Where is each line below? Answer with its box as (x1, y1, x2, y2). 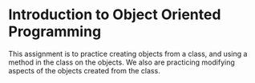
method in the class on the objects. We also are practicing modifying (8, 57, 235, 67)
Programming (8, 22, 102, 41)
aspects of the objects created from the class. (8, 65, 160, 75)
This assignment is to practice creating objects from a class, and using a (8, 49, 248, 58)
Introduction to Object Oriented (8, 6, 221, 24)
